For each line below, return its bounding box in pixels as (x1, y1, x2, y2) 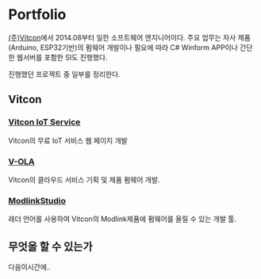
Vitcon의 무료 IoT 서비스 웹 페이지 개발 (8, 136, 129, 145)
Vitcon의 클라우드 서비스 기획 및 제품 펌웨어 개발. (8, 174, 160, 184)
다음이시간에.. (8, 262, 52, 272)
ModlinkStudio (8, 195, 66, 206)
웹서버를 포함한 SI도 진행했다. (16, 52, 108, 62)
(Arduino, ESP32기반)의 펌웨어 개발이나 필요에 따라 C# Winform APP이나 (8, 42, 238, 52)
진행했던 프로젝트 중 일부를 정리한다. (8, 69, 121, 78)
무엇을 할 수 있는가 (8, 239, 93, 253)
